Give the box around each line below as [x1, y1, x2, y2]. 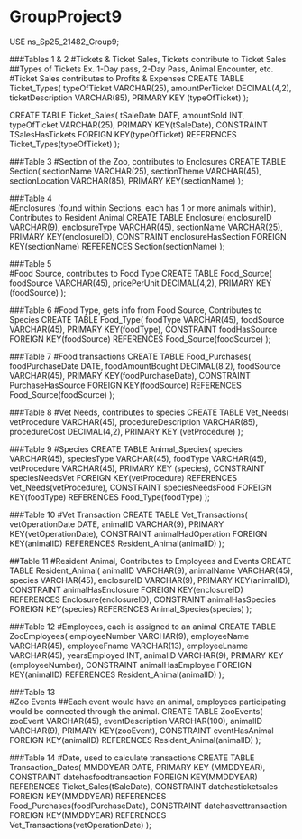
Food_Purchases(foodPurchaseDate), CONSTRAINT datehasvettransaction [9, 800, 288, 811]
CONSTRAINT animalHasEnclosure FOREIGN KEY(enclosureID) [9, 584, 243, 595]
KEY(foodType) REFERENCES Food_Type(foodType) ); [9, 491, 210, 503]
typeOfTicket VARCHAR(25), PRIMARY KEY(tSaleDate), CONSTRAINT [9, 119, 268, 130]
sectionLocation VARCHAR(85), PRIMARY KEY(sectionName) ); [9, 174, 243, 186]
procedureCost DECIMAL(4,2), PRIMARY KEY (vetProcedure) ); [9, 426, 243, 437]
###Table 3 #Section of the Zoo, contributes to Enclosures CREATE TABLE [9, 156, 287, 166]
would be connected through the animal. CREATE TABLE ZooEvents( [9, 705, 263, 716]
